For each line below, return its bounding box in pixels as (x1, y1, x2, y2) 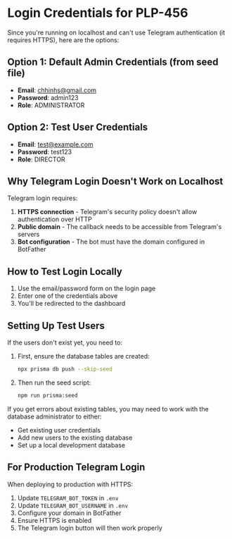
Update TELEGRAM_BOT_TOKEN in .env (17, 493, 119, 502)
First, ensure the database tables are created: (17, 352, 150, 360)
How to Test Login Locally (7, 266, 123, 278)
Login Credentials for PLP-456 (7, 5, 188, 21)
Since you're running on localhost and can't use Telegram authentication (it (7, 28, 225, 37)
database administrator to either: (7, 412, 102, 421)
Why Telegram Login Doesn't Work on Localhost (7, 175, 224, 187)
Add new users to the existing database (17, 433, 133, 442)
